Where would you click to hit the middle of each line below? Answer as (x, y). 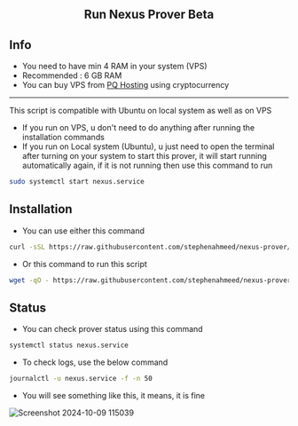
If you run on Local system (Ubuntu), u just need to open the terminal (148, 146)
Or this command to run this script (85, 264)
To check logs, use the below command (95, 362)
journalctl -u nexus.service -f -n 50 (81, 379)
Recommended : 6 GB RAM (72, 75)
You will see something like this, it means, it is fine (114, 396)
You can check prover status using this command (112, 329)
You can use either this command (83, 231)
